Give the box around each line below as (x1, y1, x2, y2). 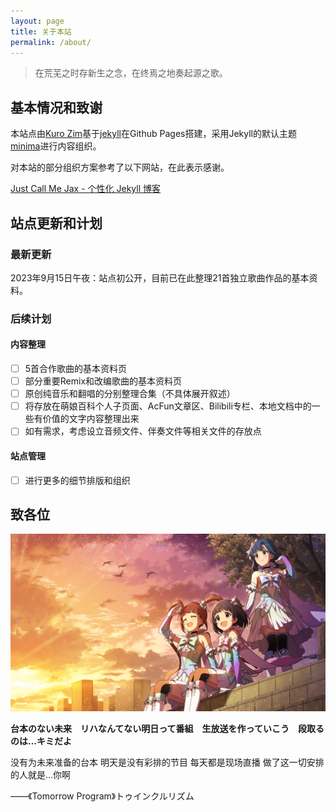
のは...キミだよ (10, 735, 73, 747)
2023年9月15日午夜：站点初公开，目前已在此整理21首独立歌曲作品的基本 (10, 271, 310, 284)
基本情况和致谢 (10, 99, 103, 116)
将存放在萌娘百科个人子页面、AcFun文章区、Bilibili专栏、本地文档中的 (24, 400, 312, 412)
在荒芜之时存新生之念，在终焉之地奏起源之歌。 (34, 67, 228, 79)
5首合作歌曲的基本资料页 (24, 363, 128, 374)
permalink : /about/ (10, 37, 92, 47)
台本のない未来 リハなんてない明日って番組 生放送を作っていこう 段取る (10, 722, 325, 734)
